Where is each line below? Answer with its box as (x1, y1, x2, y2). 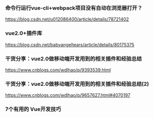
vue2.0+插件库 (5, 30, 42, 37)
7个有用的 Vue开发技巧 (5, 106, 62, 113)
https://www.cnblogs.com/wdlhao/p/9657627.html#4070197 (5, 92, 130, 98)
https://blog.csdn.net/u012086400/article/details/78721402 (5, 16, 129, 22)
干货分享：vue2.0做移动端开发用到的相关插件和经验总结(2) (5, 80, 149, 87)
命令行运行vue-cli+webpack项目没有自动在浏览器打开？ (5, 4, 143, 11)
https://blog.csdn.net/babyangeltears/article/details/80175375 (5, 41, 135, 47)
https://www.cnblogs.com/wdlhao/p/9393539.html (5, 67, 111, 73)
